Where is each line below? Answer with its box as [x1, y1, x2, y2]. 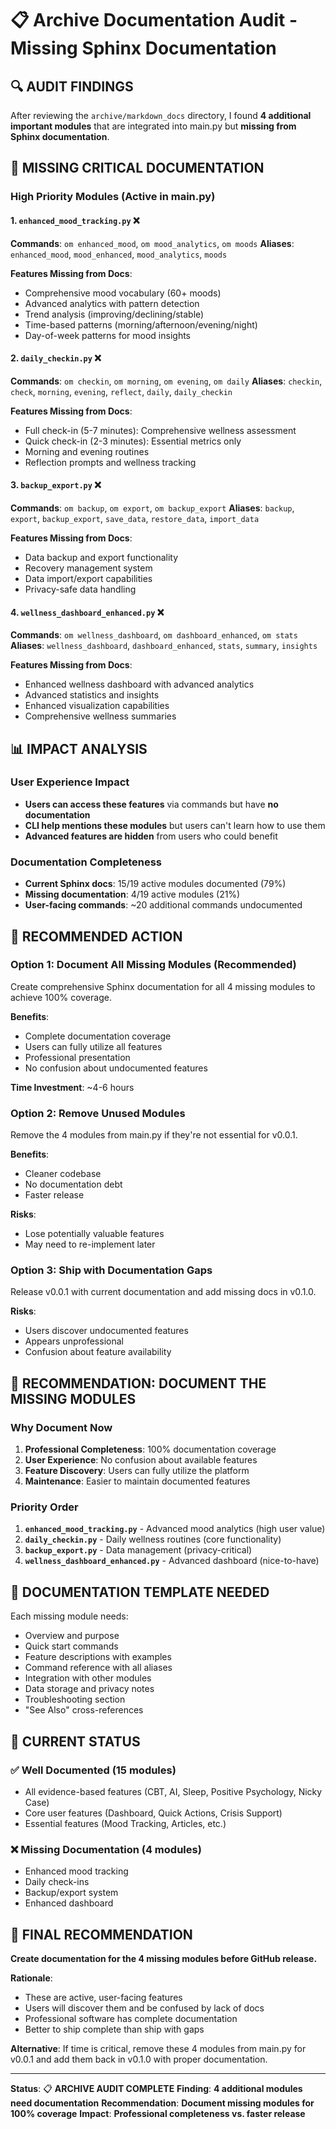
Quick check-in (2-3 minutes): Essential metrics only [24, 435, 242, 447]
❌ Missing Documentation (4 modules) [10, 1842, 202, 1856]
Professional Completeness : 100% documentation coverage [24, 1443, 277, 1456]
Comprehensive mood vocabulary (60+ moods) [24, 287, 222, 299]
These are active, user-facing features [24, 1991, 183, 2003]
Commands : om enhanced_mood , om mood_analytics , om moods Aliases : [10, 237, 295, 249]
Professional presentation [24, 1051, 131, 1063]
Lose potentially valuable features [24, 1228, 165, 1240]
